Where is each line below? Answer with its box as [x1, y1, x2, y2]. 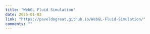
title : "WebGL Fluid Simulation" [5, 7, 76, 12]
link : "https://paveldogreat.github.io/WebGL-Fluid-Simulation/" [5, 16, 145, 21]
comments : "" [5, 21, 33, 26]
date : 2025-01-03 [5, 12, 42, 17]
